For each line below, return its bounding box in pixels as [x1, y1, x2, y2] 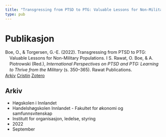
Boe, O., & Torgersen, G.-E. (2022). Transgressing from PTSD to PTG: [5, 49, 147, 55]
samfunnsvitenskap [12, 110, 53, 116]
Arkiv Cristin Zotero [5, 72, 45, 78]
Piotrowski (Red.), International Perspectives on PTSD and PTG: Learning [9, 61, 159, 67]
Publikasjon [5, 33, 54, 44]
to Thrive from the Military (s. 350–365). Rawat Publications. [9, 67, 132, 73]
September [12, 126, 36, 132]
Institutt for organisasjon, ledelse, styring [12, 115, 96, 121]
